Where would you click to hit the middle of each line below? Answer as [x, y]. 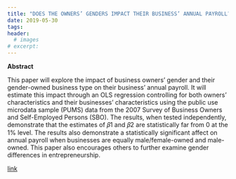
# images [26, 40]
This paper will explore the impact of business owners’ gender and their [111, 80]
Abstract [20, 66]
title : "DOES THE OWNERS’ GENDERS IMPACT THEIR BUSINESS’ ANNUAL [105, 14]
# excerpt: [23, 46]
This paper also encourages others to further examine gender [120, 147]
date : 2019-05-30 [33, 20]
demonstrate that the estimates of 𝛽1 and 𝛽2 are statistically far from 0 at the [118, 125]
